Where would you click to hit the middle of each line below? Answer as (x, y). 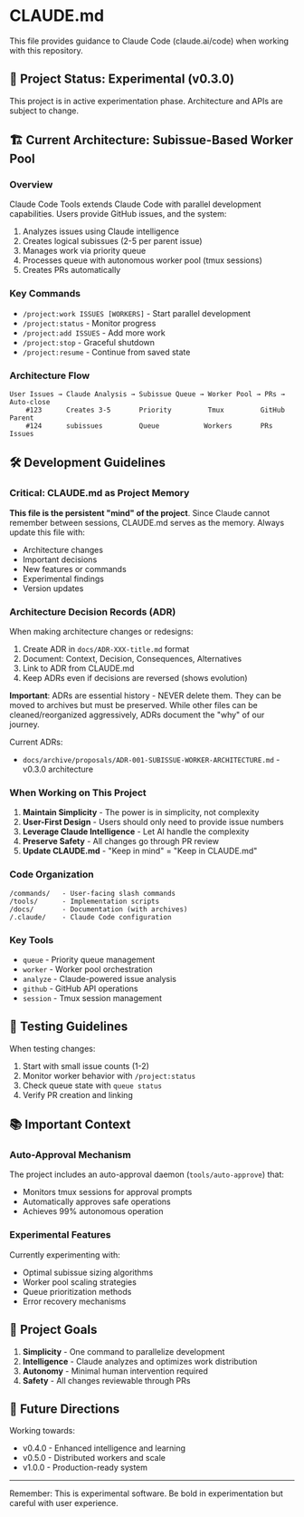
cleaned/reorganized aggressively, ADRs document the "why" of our (137, 715)
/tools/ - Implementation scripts (85, 901)
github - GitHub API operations (80, 988)
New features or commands (74, 569)
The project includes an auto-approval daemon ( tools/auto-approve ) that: (147, 1174)
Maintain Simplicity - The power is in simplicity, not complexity (141, 812)
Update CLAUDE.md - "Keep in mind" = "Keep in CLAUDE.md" (140, 851)
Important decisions (60, 559)
